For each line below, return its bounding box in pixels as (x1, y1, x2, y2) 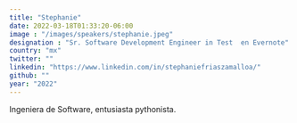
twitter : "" (9, 54, 54, 63)
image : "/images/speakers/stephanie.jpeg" (9, 29, 174, 38)
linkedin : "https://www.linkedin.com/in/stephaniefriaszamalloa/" (9, 63, 261, 72)
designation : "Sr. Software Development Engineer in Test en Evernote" (9, 37, 290, 47)
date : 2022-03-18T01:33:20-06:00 (9, 21, 134, 30)
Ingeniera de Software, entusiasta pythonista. (9, 103, 177, 114)
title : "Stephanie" (9, 12, 82, 22)
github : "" (9, 71, 50, 80)
